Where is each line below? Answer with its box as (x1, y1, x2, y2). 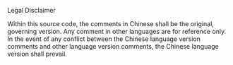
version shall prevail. (7, 49, 67, 58)
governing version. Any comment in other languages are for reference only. (7, 28, 227, 35)
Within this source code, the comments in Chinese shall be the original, (7, 20, 214, 28)
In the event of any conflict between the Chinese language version (7, 35, 201, 43)
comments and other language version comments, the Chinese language (7, 42, 219, 50)
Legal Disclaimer (7, 6, 56, 14)
